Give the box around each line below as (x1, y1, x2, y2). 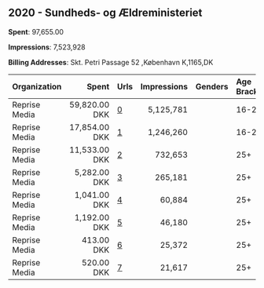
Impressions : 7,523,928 (8, 42, 86, 52)
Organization (12, 81, 62, 92)
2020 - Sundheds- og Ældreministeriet (8, 6, 203, 20)
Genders (195, 81, 229, 92)
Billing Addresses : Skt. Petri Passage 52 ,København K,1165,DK (8, 57, 214, 67)
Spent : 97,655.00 (8, 27, 64, 36)
